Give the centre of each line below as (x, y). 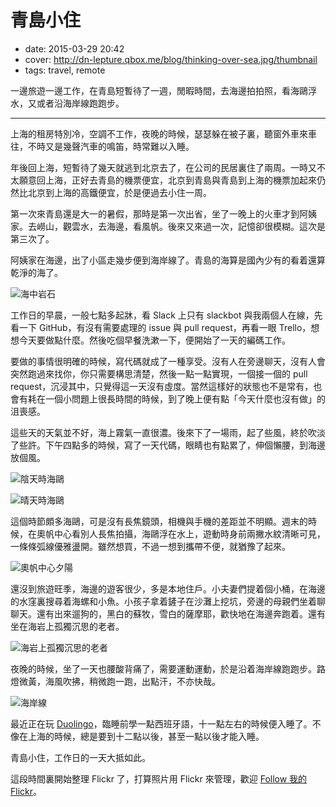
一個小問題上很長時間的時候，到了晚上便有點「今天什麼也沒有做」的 (185, 398)
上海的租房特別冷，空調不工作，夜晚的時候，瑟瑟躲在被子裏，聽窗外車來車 (163, 133)
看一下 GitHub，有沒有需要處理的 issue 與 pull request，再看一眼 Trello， (161, 327)
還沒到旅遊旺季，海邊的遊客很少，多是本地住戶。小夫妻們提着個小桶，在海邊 (168, 588)
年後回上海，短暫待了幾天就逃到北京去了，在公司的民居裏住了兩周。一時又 (163, 167)
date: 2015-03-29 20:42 (74, 48)
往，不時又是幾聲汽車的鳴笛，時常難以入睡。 (102, 146)
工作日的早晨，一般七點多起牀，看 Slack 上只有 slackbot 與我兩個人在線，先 (166, 315)
